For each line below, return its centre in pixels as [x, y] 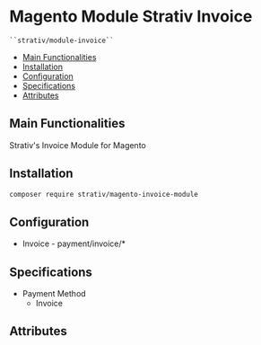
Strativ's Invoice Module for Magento [78, 145]
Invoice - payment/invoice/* [74, 243]
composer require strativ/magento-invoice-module [104, 194]
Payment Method [54, 294]
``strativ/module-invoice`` [62, 40]
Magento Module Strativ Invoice [131, 17]
